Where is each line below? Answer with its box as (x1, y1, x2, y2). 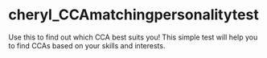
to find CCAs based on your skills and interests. (8, 40, 166, 50)
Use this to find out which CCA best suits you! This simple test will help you (8, 32, 258, 42)
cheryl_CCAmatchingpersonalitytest (8, 6, 259, 24)
